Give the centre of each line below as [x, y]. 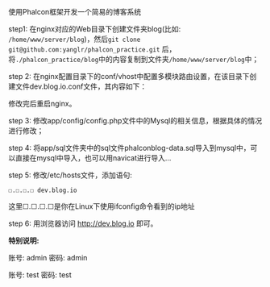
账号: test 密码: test [40, 275]
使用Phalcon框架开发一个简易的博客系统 [75, 12]
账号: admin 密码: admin [48, 258]
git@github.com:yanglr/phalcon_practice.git [84, 50]
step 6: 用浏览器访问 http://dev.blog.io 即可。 [83, 223]
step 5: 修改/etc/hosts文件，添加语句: [71, 175]
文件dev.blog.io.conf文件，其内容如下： [81, 86]
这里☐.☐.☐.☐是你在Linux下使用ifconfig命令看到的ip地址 [102, 206]
